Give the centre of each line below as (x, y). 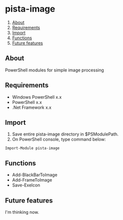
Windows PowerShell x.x (37, 97)
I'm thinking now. (22, 212)
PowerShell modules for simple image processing (55, 70)
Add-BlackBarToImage (35, 175)
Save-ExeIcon (26, 185)
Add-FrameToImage (32, 180)
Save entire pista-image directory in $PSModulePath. (65, 134)
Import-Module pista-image (32, 148)
